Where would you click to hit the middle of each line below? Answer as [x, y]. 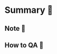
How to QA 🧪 [24, 45]
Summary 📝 [29, 10]
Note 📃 [15, 28]
